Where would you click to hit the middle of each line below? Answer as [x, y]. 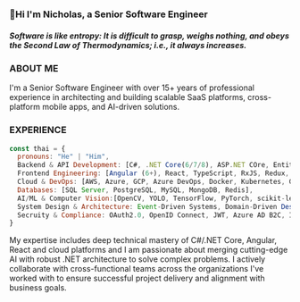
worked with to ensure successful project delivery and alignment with [137, 278]
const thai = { [37, 148]
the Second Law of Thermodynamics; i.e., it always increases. [128, 45]
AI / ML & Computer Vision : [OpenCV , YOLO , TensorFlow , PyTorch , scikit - [151, 198]
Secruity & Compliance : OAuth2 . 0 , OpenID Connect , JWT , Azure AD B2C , [151, 215]
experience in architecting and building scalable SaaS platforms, [127, 97]
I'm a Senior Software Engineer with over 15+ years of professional [132, 88]
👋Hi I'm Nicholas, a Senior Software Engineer [108, 14]
